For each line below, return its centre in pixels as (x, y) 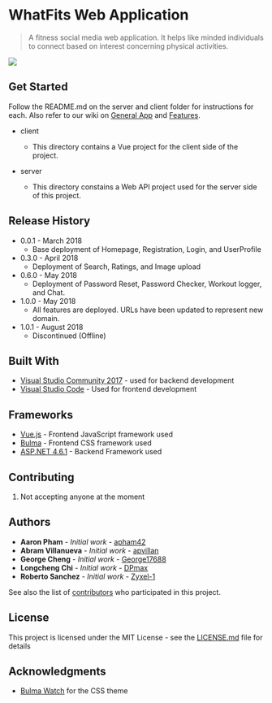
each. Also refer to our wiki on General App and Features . (104, 115)
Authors (30, 522)
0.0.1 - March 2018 (51, 241)
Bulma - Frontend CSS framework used (86, 443)
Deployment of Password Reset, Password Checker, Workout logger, (147, 284)
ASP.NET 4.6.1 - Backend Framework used (91, 452)
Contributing (41, 477)
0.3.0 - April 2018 (49, 258)
